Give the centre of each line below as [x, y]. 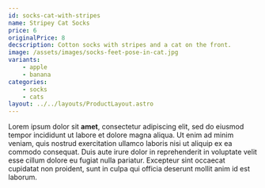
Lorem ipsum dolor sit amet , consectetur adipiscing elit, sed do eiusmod [126, 127]
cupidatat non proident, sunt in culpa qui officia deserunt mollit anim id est [129, 169]
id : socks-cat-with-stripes [55, 15]
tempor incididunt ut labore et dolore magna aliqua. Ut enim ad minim [121, 135]
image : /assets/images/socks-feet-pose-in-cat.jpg [93, 52]
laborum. [23, 177]
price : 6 [23, 30]
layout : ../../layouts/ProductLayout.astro [81, 104]
